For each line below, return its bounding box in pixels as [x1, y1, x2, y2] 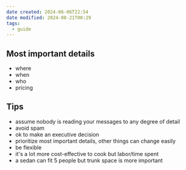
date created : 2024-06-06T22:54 [6, 9, 88, 15]
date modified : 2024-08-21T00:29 [6, 15, 91, 21]
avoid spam [15, 124, 45, 132]
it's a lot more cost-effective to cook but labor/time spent [15, 150, 159, 157]
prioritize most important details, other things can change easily [15, 137, 176, 144]
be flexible [15, 144, 42, 151]
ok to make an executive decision [15, 130, 99, 138]
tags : [6, 20, 20, 26]
